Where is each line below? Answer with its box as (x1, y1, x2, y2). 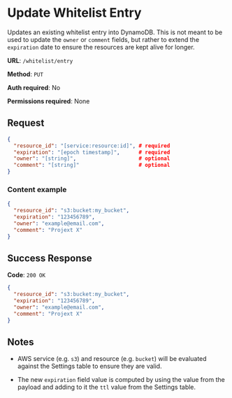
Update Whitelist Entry (7, 5, 142, 21)
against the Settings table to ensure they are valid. (17, 362, 162, 371)
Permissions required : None (7, 96, 90, 105)
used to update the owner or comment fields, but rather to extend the (7, 35, 200, 43)
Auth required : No (7, 83, 61, 91)
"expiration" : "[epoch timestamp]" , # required (13, 149, 171, 156)
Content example (7, 184, 67, 194)
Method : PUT (7, 70, 44, 78)
